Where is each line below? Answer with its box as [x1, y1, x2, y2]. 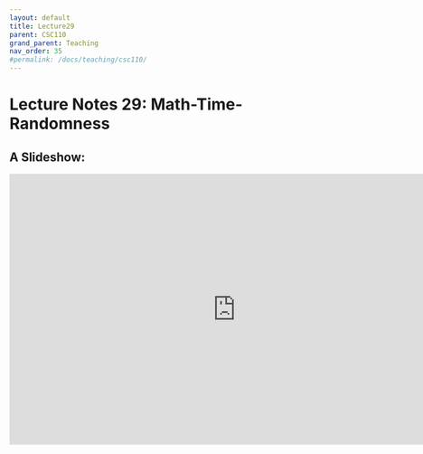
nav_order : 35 [9, 47, 63, 56]
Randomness [9, 114, 110, 134]
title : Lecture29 [9, 22, 75, 31]
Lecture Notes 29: [9, 94, 147, 115]
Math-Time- [150, 94, 243, 115]
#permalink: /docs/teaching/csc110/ [9, 55, 147, 64]
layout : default [9, 13, 70, 23]
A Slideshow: [9, 149, 86, 165]
